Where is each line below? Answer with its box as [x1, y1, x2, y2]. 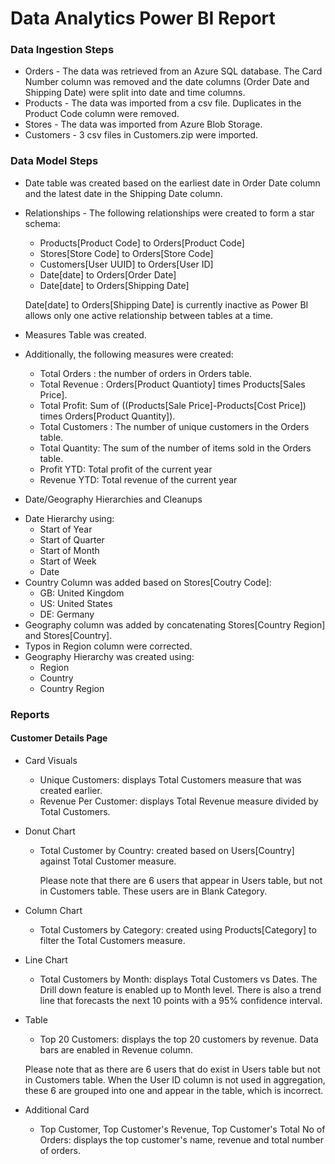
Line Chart [24, 953, 68, 966]
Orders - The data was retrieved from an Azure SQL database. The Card [24, 65, 323, 77]
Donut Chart [24, 825, 76, 837]
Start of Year [39, 523, 93, 535]
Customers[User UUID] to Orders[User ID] [39, 258, 214, 270]
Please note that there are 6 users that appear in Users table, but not [39, 874, 323, 886]
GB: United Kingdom [39, 587, 125, 599]
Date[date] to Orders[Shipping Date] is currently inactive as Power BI [24, 298, 309, 311]
